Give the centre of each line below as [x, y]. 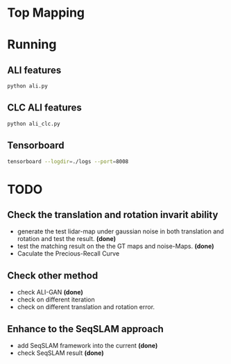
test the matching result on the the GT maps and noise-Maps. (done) [115, 246]
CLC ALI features [44, 108]
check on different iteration [56, 299]
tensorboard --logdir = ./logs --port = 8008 [68, 161]
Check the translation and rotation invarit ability [113, 215]
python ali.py [28, 86]
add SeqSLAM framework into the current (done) [87, 346]
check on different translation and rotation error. [86, 307]
